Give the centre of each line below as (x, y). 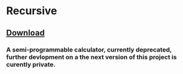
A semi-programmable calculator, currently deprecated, (89, 50)
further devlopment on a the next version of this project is (91, 57)
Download (25, 33)
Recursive (32, 11)
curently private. (31, 65)
